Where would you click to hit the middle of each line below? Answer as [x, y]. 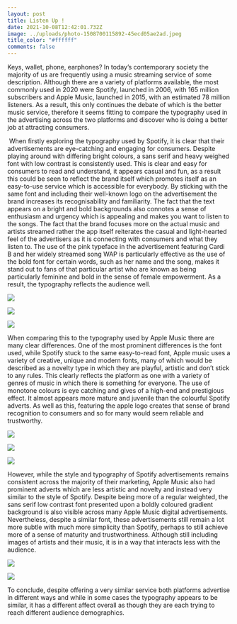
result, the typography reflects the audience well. [79, 284]
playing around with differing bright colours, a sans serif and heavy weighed [118, 156]
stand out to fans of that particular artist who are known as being [102, 269]
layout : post [27, 14]
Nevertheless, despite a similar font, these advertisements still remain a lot [116, 519]
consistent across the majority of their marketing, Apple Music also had [111, 482]
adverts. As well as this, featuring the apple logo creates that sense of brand [118, 406]
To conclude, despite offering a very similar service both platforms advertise [118, 590]
